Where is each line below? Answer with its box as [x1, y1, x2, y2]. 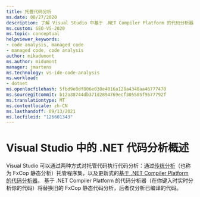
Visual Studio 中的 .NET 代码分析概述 [6, 141, 189, 155]
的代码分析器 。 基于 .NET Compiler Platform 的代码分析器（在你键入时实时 [6, 177, 189, 185]
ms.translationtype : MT [6, 97, 65, 103]
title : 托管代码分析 [6, 8, 52, 15]
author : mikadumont [6, 53, 55, 59]
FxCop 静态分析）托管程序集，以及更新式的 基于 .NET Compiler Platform [12, 170, 189, 177]
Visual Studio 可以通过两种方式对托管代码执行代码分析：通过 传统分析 [6, 162, 176, 170]
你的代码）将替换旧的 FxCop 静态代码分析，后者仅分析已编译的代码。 [11, 185, 182, 192]
